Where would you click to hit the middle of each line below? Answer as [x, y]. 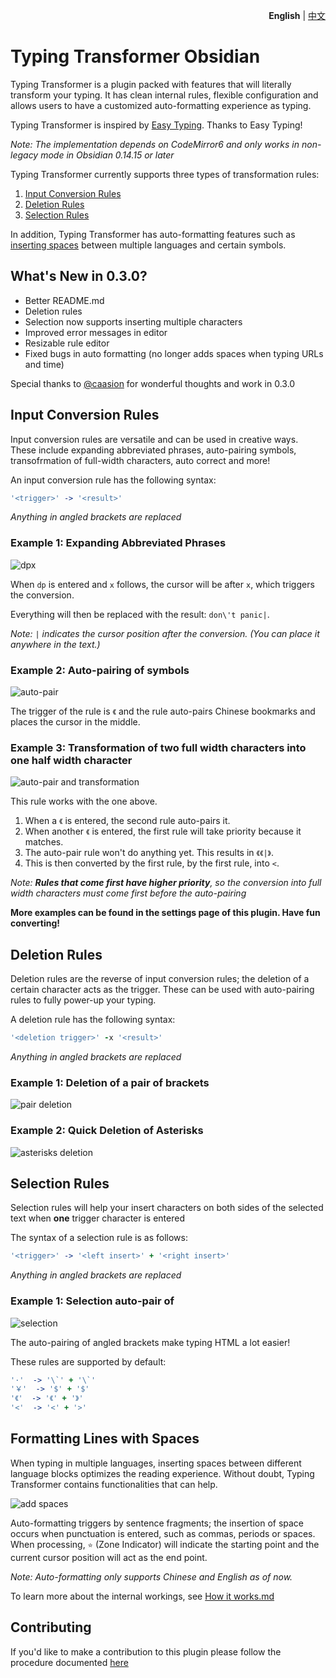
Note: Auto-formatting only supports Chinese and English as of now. [151, 1576]
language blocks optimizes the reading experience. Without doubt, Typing [162, 1473]
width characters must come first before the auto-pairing [128, 893]
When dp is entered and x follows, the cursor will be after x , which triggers [162, 584]
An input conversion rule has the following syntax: [113, 480]
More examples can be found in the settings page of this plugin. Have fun [165, 913]
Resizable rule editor [67, 343]
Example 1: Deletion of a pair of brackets [110, 1082]
